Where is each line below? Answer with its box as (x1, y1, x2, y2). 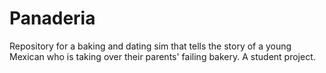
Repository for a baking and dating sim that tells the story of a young (9, 40, 292, 52)
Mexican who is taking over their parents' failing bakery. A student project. (9, 50, 316, 62)
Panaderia (9, 7, 96, 30)
